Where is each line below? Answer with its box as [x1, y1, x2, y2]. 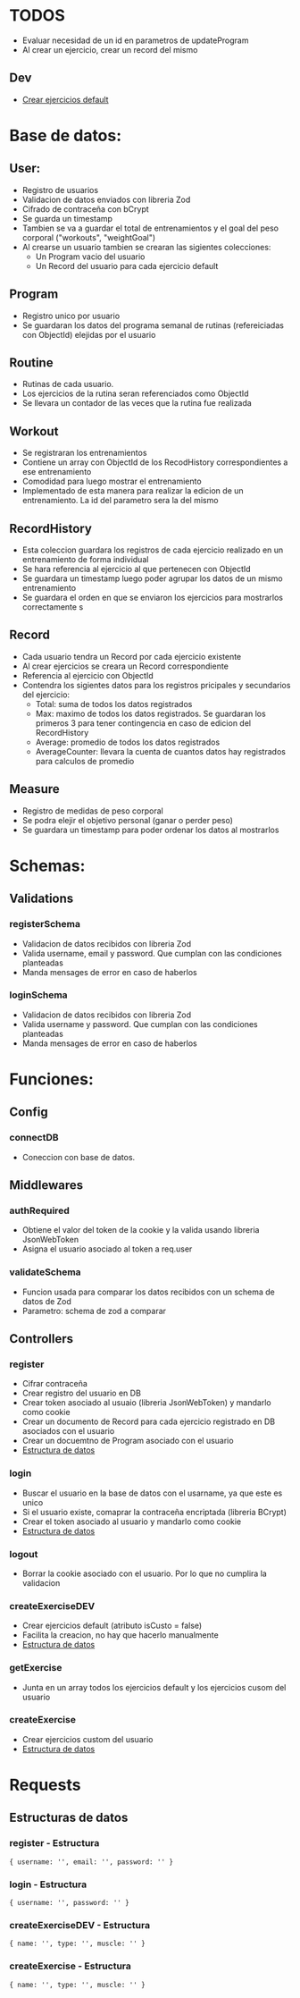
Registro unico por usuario [21, 310, 121, 321]
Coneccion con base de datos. [21, 1151, 136, 1162]
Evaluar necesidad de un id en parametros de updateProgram [21, 35, 249, 46]
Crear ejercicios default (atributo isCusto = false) [21, 1620, 203, 1631]
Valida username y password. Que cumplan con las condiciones [21, 1018, 258, 1029]
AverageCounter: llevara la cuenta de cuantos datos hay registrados [35, 746, 286, 756]
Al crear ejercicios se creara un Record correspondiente [21, 661, 229, 671]
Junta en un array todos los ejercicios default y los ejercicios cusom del [21, 1682, 287, 1692]
